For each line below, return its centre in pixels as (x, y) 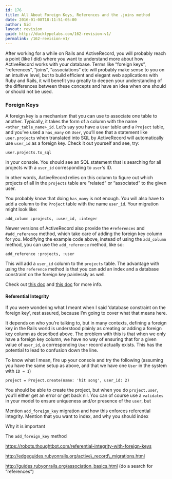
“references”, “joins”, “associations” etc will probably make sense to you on (85, 69)
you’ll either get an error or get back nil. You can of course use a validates (84, 395)
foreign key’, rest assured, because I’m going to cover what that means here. (86, 313)
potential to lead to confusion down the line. (52, 350)
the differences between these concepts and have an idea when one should (85, 86)
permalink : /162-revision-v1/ (38, 39)
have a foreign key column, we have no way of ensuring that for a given (81, 339)
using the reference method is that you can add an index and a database (82, 269)
